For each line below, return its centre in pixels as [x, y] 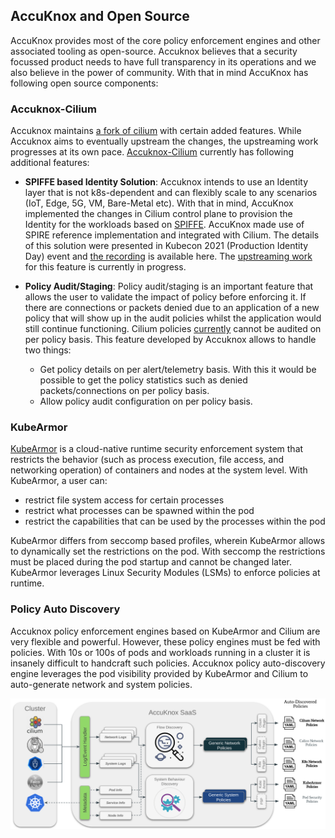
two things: [48, 350]
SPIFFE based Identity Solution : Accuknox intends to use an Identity [166, 182]
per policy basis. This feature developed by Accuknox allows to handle [170, 340]
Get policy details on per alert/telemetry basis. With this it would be [178, 370]
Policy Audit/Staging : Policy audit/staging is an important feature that [169, 286]
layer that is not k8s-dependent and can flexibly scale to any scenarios [171, 193]
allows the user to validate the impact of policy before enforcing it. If [165, 297]
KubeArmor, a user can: [59, 481]
